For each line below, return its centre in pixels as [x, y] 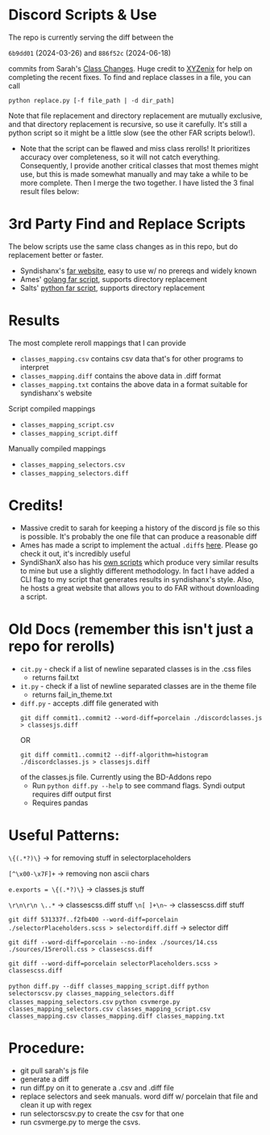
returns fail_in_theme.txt [72, 694]
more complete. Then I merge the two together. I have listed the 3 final [137, 183]
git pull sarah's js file [54, 1070]
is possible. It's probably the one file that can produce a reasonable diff [139, 536]
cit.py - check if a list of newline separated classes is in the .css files [135, 669]
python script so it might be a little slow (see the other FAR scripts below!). [132, 133]
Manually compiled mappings [57, 448]
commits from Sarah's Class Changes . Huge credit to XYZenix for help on [131, 68]
